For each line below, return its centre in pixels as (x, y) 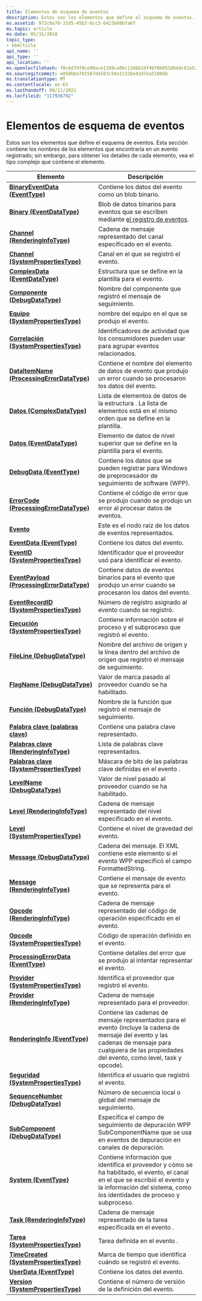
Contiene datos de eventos (136, 569)
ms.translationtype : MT (36, 79)
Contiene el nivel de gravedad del (145, 828)
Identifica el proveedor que (136, 978)
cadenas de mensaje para (135, 1042)
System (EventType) (39, 1180)
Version (21, 1281)
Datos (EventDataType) (43, 443)
